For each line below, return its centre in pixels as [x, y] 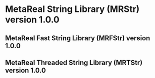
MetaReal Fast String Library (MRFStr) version [77, 38]
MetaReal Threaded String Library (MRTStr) [74, 62]
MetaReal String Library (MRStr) [72, 9]
